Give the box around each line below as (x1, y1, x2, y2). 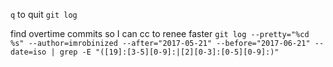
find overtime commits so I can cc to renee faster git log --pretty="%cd (10, 28, 310, 39)
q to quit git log (10, 9, 78, 20)
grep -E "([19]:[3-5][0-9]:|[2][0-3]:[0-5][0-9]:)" (59, 47, 280, 57)
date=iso (10, 47, 47, 57)
